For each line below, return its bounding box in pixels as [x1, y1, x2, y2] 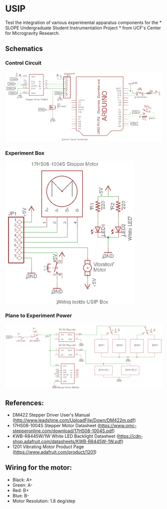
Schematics [5, 44, 43, 53]
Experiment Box [5, 149, 45, 156]
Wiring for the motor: [5, 464, 72, 472]
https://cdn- [118, 433, 143, 439]
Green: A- [12, 482, 33, 488]
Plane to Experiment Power [5, 312, 72, 319]
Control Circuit [5, 59, 41, 66]
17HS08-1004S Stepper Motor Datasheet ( [12, 422, 100, 428]
